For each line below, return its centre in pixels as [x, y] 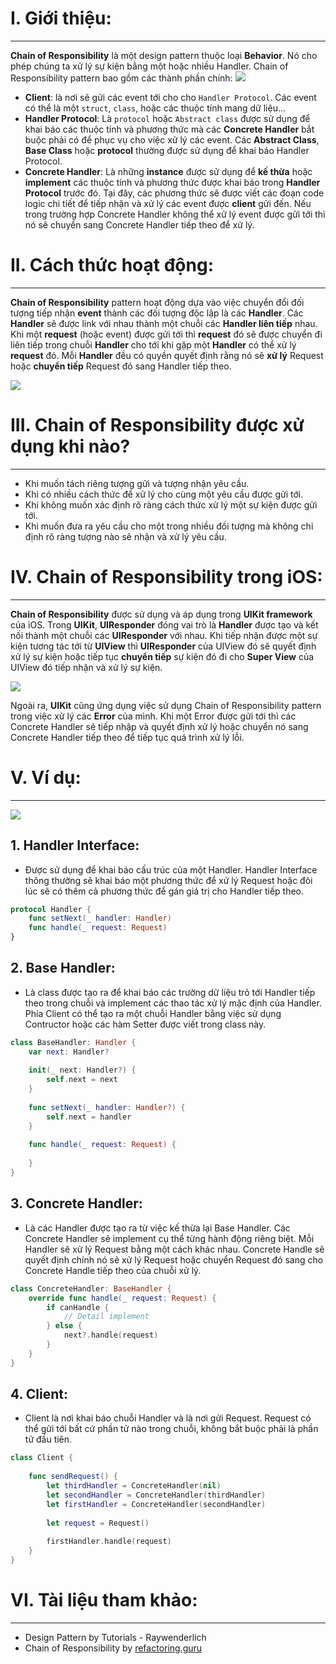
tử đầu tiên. [48, 1439]
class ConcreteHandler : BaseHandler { [91, 1288]
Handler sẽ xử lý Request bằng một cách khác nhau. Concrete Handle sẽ [174, 1249]
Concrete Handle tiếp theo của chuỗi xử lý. [113, 1270]
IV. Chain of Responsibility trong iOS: [166, 577]
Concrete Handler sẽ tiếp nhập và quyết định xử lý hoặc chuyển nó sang [159, 726]
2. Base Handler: [63, 968]
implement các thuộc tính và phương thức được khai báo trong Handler [172, 182]
